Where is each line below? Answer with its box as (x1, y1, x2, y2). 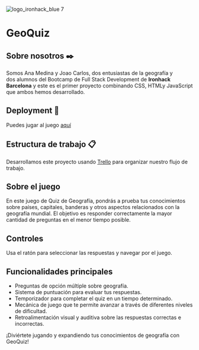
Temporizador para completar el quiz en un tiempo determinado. (14, 295, 173, 302)
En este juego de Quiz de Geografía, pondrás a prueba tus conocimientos (6, 197, 185, 204)
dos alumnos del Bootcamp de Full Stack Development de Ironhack (6, 76, 171, 83)
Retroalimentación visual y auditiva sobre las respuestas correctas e (14, 314, 182, 321)
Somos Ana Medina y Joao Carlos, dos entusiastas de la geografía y (6, 70, 173, 77)
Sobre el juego (6, 182, 60, 192)
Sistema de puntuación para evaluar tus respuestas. (14, 289, 142, 296)
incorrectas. (14, 320, 44, 327)
